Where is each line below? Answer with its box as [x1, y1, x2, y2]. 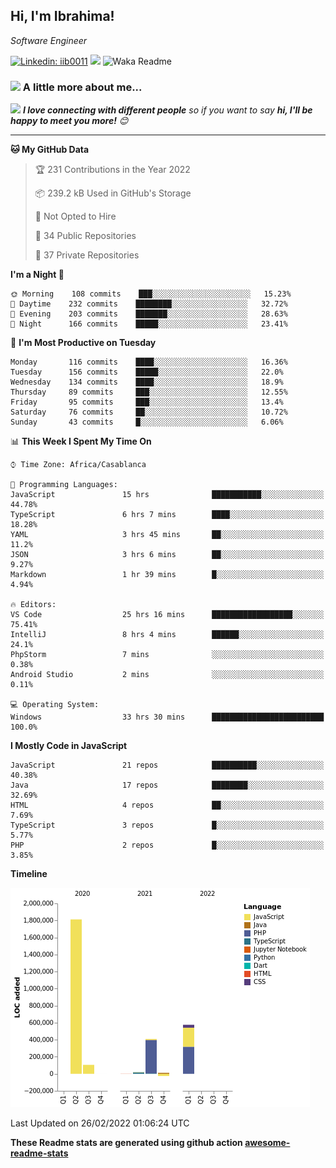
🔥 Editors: [10, 600, 57, 610]
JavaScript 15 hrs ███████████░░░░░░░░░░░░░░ [10, 490, 325, 500]
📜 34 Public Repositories [34, 230, 137, 242]
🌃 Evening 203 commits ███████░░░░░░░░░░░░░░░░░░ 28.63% [10, 309, 288, 319]
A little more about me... [22, 80, 143, 94]
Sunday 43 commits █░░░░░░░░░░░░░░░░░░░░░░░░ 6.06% [10, 417, 284, 428]
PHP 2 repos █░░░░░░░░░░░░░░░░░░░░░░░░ [10, 840, 325, 851]
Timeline [10, 868, 48, 880]
